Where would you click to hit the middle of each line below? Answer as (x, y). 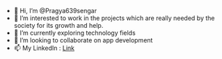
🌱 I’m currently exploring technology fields (74, 33)
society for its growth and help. (58, 25)
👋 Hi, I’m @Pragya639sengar (55, 11)
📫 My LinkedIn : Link (44, 48)
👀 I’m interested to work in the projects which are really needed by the (114, 18)
